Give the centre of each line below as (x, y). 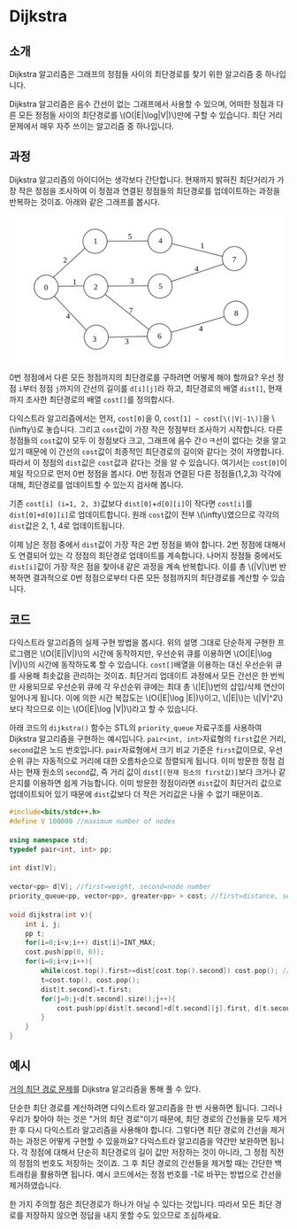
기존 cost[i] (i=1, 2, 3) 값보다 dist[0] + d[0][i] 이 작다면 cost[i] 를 (131, 504)
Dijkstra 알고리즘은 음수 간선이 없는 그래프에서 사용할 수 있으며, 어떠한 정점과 (142, 104)
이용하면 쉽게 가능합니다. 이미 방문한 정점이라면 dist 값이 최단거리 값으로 (157, 783)
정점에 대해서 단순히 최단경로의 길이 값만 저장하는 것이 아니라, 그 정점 (148, 1152)
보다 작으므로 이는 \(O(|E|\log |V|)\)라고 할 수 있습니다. (104, 709)
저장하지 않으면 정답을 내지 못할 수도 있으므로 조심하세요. (123, 1215)
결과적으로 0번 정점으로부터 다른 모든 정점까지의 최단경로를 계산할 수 (151, 578)
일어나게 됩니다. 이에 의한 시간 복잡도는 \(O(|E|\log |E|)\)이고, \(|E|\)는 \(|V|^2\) (146, 698)
